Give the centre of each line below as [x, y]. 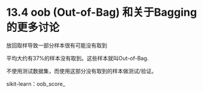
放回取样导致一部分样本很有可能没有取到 [57, 45]
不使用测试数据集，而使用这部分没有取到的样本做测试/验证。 [82, 71]
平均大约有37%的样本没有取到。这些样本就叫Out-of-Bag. [78, 58]
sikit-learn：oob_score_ [36, 84]
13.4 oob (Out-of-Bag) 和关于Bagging [101, 12]
